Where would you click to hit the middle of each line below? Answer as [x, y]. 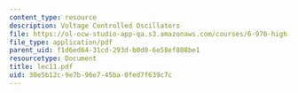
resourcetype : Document [53, 58]
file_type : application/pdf [61, 42]
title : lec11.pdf [41, 67]
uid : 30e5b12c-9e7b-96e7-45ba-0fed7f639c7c [91, 75]
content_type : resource [53, 17]
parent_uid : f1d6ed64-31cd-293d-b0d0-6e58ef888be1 [105, 50]
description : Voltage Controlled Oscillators [94, 26]
